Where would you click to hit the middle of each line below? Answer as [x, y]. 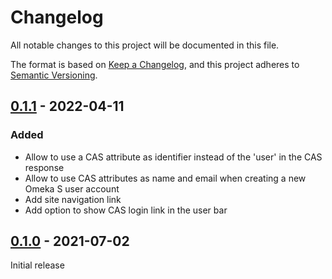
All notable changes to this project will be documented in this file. [145, 45]
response [44, 167]
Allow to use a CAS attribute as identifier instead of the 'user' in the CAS [173, 157]
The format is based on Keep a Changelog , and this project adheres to [155, 64]
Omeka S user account [72, 188]
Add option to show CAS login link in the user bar [126, 210]
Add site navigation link [73, 199]
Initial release [37, 265]
